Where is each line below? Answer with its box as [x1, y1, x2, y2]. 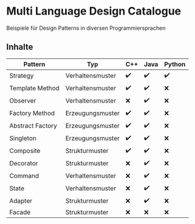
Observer [9, 97, 36, 105]
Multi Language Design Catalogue [6, 4, 181, 18]
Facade [9, 208, 31, 216]
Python [163, 59, 186, 68]
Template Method [9, 84, 60, 92]
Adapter [9, 197, 33, 205]
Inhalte [6, 42, 33, 52]
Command [9, 172, 39, 180]
